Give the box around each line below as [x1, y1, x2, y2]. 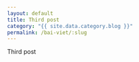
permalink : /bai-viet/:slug [7, 29, 88, 36]
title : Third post [7, 16, 60, 23]
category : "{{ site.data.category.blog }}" [7, 22, 134, 29]
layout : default [7, 10, 53, 17]
